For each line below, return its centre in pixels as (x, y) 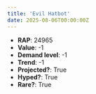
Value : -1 (30, 47)
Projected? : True (42, 70)
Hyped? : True (37, 77)
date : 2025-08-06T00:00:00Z (48, 20)
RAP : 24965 (35, 40)
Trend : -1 (30, 62)
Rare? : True (34, 84)
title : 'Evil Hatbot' (39, 14)
